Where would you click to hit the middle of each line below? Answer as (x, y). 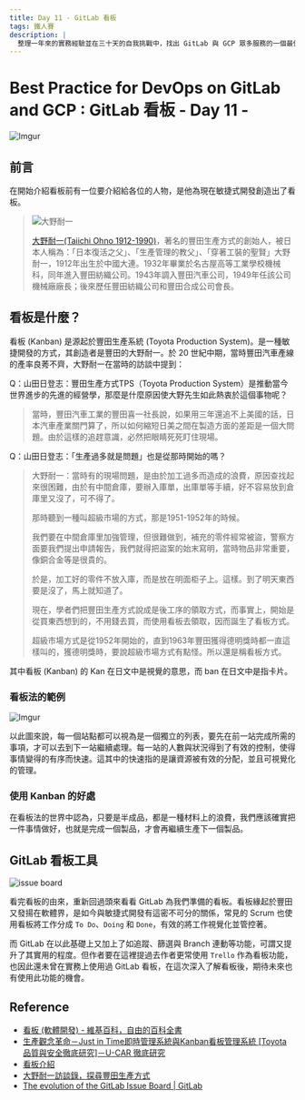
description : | (38, 35)
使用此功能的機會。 (53, 978)
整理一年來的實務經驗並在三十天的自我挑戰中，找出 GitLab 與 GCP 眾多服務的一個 (152, 43)
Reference (39, 1007)
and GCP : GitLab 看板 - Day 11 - (129, 111)
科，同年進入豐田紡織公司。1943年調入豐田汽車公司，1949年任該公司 (161, 275)
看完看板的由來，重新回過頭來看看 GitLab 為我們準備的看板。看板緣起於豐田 (151, 902)
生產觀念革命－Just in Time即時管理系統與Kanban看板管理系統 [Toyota (155, 1042)
